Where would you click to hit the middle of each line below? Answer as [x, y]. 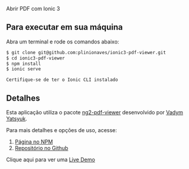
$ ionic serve [24, 69]
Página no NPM [34, 142]
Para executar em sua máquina [64, 27]
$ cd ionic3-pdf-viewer [36, 58]
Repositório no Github [41, 148]
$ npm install [24, 64]
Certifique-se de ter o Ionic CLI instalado [62, 80]
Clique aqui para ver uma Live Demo [51, 159]
